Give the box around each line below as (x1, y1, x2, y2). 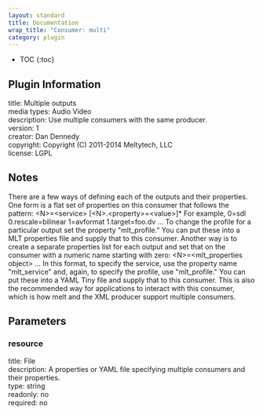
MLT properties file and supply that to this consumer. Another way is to (8, 233, 238, 243)
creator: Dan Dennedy (8, 132, 80, 141)
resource (8, 338, 44, 349)
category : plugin (8, 33, 65, 42)
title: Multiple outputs (8, 99, 77, 108)
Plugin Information (8, 78, 101, 91)
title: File (8, 356, 36, 366)
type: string (8, 381, 46, 391)
